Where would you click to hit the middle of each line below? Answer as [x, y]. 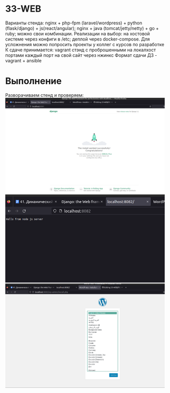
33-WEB [23, 9]
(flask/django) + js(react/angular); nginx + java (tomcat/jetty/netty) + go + [82, 28]
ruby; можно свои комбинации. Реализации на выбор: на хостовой [78, 33]
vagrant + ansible [24, 60]
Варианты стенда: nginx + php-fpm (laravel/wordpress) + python [74, 23]
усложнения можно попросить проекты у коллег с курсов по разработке [85, 44]
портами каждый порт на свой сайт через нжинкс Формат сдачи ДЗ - [81, 55]
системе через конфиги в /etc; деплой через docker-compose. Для [78, 39]
